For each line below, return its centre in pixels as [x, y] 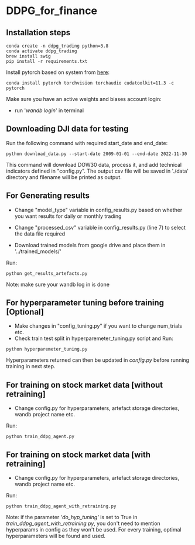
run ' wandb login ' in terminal [49, 110]
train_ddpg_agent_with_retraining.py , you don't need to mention [83, 523]
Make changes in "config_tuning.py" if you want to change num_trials [98, 326]
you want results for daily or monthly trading [68, 216]
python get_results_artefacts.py [47, 273]
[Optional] [25, 312]
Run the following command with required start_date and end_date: [87, 143]
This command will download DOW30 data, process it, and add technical [94, 164]
